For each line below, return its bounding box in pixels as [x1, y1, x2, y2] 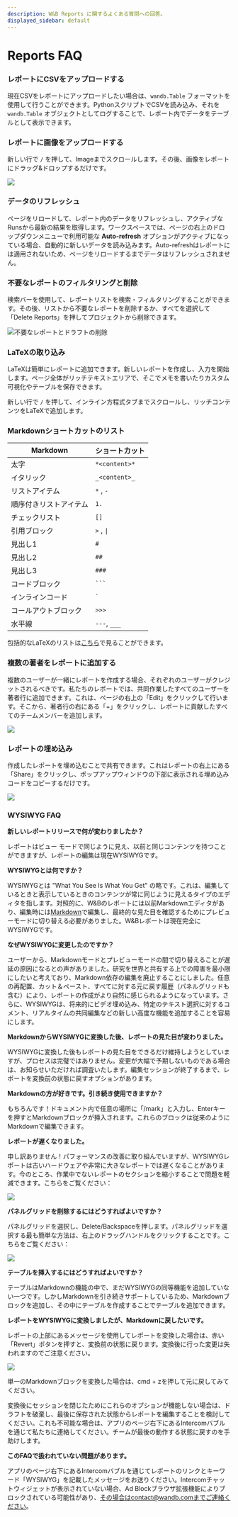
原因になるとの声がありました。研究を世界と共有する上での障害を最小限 [19, 964, 231, 973]
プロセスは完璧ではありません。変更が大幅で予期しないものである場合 [25, 1056, 231, 1065]
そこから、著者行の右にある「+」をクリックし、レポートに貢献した [18, 702, 216, 711]
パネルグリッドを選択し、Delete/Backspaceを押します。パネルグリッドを [7, 1222, 222, 1231]
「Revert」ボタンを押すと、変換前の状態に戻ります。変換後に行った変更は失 [7, 1340, 230, 1348]
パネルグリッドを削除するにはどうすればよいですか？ [7, 1207, 163, 1216]
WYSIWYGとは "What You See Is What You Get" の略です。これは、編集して [7, 881, 229, 890]
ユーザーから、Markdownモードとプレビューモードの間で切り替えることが [7, 956, 225, 964]
